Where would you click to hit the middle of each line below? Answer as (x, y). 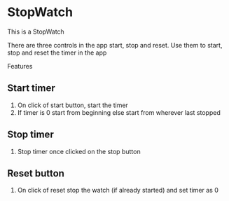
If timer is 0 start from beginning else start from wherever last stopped (119, 112)
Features (20, 66)
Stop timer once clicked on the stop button (79, 151)
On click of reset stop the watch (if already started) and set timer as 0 (118, 190)
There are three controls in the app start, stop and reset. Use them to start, (115, 45)
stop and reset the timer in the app (57, 53)
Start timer (31, 88)
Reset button (36, 173)
